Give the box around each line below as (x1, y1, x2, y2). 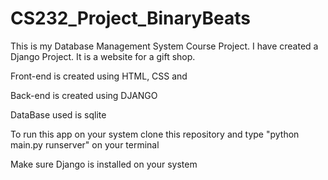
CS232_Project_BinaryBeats (10, 7, 252, 30)
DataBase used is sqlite (10, 108, 107, 121)
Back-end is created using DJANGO (10, 89, 158, 101)
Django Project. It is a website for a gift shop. (10, 50, 196, 62)
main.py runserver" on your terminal (10, 138, 160, 151)
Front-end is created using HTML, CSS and (10, 70, 188, 82)
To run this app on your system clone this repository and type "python (10, 128, 300, 140)
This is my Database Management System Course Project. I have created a (10, 40, 319, 52)
